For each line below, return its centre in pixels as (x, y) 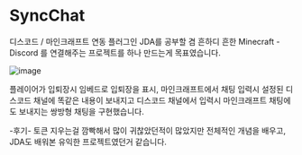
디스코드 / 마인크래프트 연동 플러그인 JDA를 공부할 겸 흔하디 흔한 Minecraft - (145, 41)
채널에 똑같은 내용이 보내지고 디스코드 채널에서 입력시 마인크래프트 (150, 100)
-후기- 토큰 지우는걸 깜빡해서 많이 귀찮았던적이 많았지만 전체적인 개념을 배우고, (148, 130)
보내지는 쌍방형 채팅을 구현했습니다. (81, 111)
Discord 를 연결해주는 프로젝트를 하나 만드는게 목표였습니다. (115, 52)
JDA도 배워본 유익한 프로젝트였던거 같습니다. (88, 142)
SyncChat (47, 16)
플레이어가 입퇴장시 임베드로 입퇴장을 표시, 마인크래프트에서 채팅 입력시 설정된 (146, 89)
